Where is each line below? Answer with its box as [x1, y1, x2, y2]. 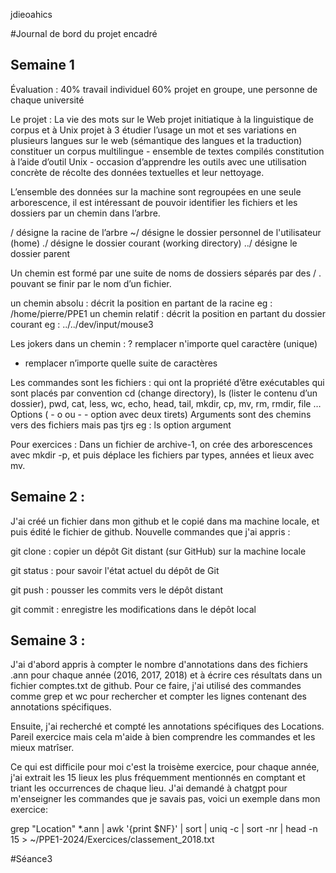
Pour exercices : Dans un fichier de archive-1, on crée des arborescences [10, 438, 313, 450]
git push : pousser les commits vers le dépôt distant [10, 584, 224, 596]
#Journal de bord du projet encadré [10, 28, 158, 39]
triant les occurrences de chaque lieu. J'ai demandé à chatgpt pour [10, 782, 288, 794]
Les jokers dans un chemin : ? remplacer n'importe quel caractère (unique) [10, 337, 318, 349]
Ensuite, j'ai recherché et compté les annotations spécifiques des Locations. [10, 720, 325, 733]
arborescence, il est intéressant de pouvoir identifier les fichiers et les [10, 196, 298, 208]
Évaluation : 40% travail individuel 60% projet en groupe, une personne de [10, 83, 318, 95]
